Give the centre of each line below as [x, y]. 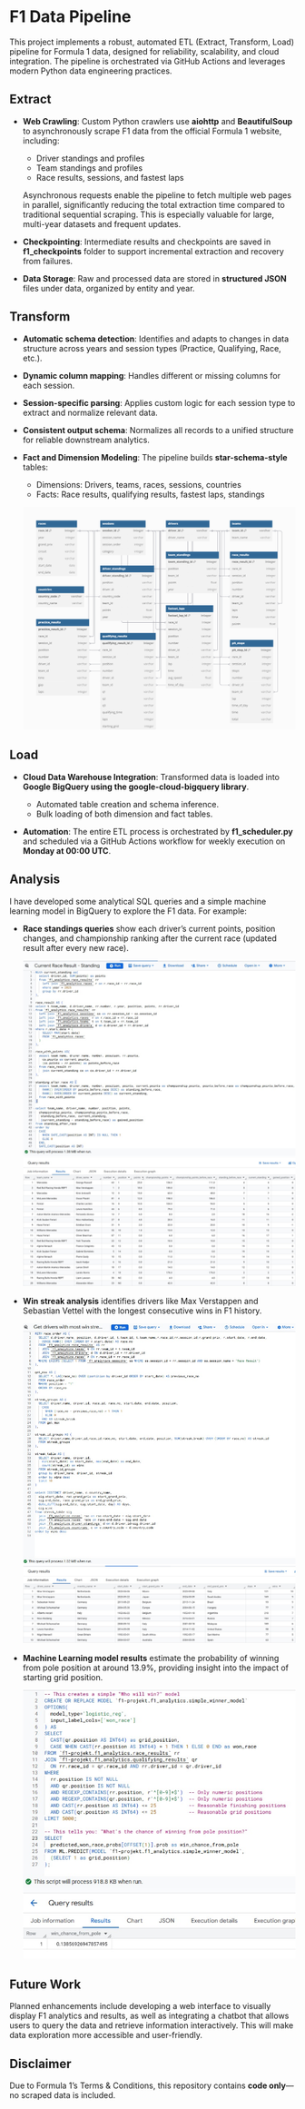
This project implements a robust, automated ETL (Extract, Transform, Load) [152, 42]
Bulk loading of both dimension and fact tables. [124, 814]
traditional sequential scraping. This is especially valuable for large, [148, 214]
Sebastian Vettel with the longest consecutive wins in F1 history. [142, 1311]
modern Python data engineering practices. [91, 71]
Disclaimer [40, 2064]
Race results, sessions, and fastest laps [110, 177]
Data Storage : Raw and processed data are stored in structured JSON [155, 278]
